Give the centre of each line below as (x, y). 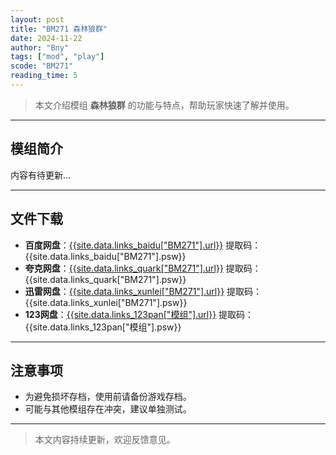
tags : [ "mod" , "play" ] (57, 57)
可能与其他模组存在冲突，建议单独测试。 (108, 409)
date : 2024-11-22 (46, 38)
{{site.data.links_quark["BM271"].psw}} (105, 279)
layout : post (37, 19)
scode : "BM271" (42, 66)
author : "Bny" (40, 47)
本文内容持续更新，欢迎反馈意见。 (105, 440)
